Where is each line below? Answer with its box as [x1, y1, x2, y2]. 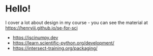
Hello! [5, 3, 31, 14]
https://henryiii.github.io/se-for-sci [5, 24, 78, 30]
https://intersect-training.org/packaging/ [12, 45, 98, 51]
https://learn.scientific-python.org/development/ [12, 39, 114, 45]
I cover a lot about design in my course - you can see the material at [5, 19, 148, 25]
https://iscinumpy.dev [12, 34, 58, 40]
